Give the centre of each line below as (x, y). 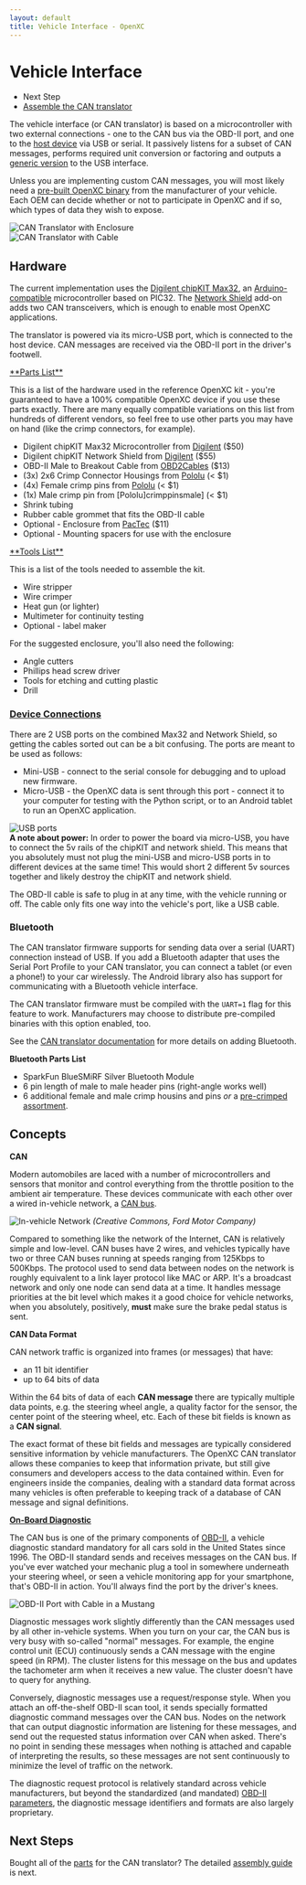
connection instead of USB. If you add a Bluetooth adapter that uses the (145, 957)
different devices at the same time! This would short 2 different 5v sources (150, 867)
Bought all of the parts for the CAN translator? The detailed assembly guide (151, 1863)
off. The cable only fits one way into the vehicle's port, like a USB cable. (145, 904)
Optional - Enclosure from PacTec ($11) (96, 524)
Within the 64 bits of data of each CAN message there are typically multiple (152, 1397)
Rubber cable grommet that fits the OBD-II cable (114, 515)
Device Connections (56, 714)
